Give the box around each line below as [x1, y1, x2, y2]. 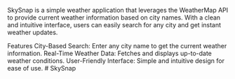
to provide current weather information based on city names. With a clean [7, 13, 221, 22]
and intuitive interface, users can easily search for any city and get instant [7, 21, 222, 29]
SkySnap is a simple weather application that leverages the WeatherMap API [7, 6, 229, 14]
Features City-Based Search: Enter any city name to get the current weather [7, 42, 227, 50]
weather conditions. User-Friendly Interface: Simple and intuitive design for [7, 57, 225, 65]
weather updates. [7, 28, 58, 36]
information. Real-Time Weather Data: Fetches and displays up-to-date [7, 49, 213, 57]
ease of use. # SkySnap [7, 64, 76, 72]
